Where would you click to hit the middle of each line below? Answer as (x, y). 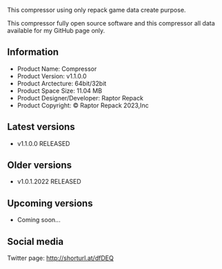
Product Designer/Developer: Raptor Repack (80, 98)
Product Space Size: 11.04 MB (59, 90)
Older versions (40, 165)
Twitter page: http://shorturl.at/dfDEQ (60, 258)
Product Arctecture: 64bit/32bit (62, 83)
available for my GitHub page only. (56, 31)
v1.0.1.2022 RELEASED (49, 182)
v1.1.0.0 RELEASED (43, 143)
